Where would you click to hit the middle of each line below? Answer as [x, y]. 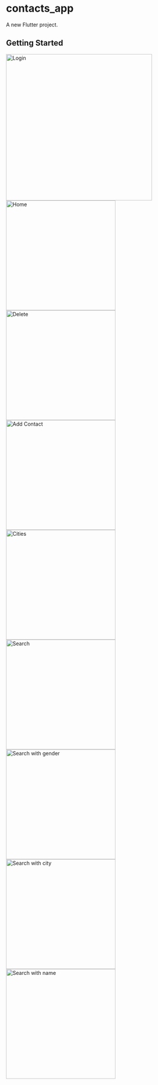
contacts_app [40, 8]
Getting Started [35, 43]
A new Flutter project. [32, 25]
